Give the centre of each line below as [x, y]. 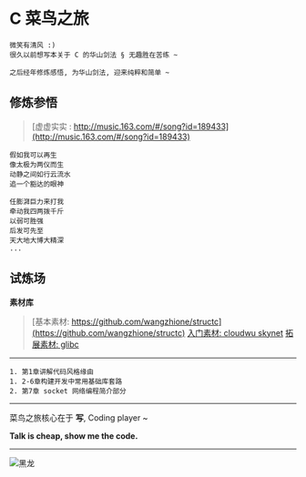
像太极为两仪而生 [37, 165]
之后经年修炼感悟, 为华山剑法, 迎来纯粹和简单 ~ [90, 72]
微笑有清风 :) [33, 45]
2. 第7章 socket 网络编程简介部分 [68, 391]
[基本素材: [51, 321]
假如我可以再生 [33, 155]
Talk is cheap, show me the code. [74, 436]
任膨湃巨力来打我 [37, 201]
